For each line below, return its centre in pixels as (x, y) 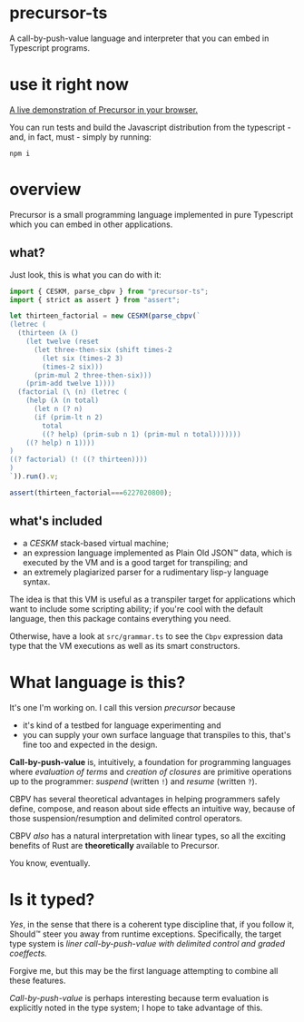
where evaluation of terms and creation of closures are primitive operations (151, 771)
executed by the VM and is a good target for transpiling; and (135, 562)
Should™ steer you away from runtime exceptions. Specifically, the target (146, 934)
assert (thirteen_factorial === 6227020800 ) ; (91, 493)
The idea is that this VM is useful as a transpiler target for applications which (153, 599)
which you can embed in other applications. (91, 224)
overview (45, 190)
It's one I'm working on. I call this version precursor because (123, 707)
